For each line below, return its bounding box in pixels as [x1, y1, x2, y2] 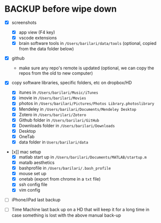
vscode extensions [18, 35, 57, 41]
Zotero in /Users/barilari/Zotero [18, 111, 86, 118]
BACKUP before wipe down [4, 3, 117, 15]
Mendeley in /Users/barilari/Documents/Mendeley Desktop [18, 106, 137, 112]
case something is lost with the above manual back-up [11, 212, 121, 218]
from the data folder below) [18, 46, 74, 52]
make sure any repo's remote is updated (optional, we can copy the [18, 65, 154, 71]
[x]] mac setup [11, 149, 41, 155]
